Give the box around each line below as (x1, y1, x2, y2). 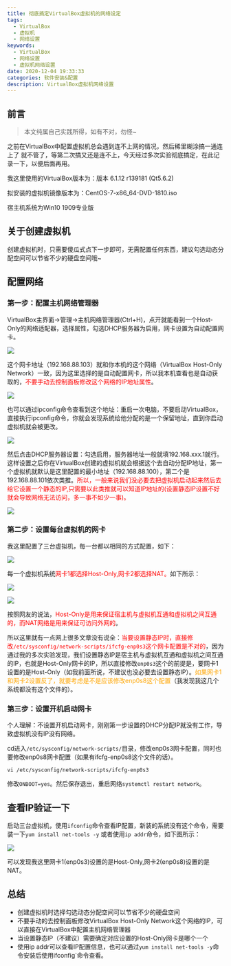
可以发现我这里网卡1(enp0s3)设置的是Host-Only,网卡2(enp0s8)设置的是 (7, 857, 210, 866)
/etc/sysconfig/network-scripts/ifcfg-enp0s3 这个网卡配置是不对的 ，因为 (13, 642, 224, 650)
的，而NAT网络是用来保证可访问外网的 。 (7, 618, 122, 627)
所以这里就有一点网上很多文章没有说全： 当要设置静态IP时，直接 (7, 633, 188, 642)
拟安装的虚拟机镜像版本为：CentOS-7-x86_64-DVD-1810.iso (7, 189, 177, 197)
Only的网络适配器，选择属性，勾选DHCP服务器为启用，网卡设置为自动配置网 (7, 324, 224, 332)
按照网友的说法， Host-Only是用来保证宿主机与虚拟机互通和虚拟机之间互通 (7, 610, 217, 618)
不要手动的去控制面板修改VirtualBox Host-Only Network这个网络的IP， (16, 916, 217, 925)
